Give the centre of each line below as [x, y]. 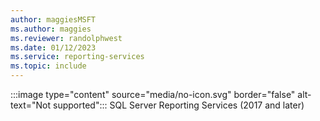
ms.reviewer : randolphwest [66, 38]
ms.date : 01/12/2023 [53, 47]
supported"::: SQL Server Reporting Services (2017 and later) [179, 105]
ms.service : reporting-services [77, 57]
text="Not [31, 105]
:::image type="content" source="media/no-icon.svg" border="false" [153, 94]
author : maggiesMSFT [53, 19]
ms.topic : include [48, 66]
